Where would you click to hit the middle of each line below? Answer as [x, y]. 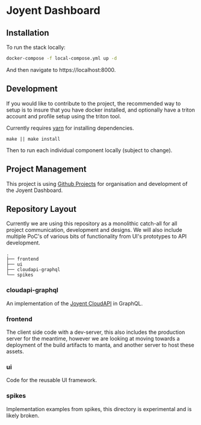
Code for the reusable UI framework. [52, 380]
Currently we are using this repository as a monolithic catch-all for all [92, 223]
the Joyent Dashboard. [35, 190]
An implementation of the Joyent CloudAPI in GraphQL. [75, 303]
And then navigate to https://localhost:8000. [61, 69]
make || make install [33, 139]
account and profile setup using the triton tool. [64, 116]
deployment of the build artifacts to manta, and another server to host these [100, 345]
